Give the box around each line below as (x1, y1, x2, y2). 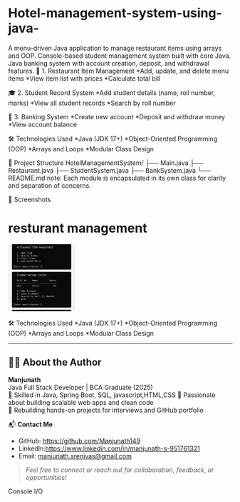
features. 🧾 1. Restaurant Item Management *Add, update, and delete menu (8, 66, 229, 75)
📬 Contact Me (8, 420, 53, 428)
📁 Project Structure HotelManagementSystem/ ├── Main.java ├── (8, 159, 204, 167)
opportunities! (25, 473, 67, 481)
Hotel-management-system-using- (8, 5, 223, 21)
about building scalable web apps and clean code (8, 398, 154, 406)
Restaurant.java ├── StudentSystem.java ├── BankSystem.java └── (8, 166, 211, 174)
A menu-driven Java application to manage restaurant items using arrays (8, 44, 222, 52)
